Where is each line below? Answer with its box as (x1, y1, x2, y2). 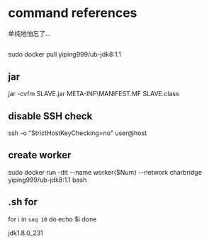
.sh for (8, 196, 38, 208)
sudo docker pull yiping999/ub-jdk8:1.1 (8, 50, 121, 59)
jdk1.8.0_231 (8, 228, 43, 237)
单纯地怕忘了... (8, 29, 52, 37)
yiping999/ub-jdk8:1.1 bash (8, 175, 87, 184)
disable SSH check (8, 110, 93, 122)
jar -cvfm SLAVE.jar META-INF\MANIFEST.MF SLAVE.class (8, 90, 179, 98)
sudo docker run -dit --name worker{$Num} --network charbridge (8, 168, 203, 176)
